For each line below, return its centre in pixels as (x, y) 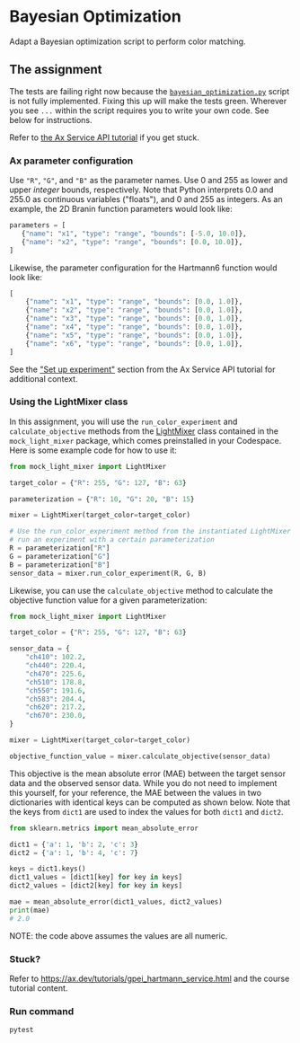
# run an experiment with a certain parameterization (112, 540)
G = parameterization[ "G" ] (60, 556)
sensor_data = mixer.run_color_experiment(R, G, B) (108, 573)
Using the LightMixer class (69, 402)
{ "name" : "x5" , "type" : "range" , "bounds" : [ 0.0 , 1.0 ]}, (134, 335)
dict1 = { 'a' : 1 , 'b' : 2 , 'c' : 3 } (74, 844)
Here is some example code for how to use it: (93, 450)
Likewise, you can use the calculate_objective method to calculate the (141, 590)
